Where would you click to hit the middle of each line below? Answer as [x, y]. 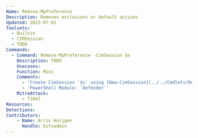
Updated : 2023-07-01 [32, 22]
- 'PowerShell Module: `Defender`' [65, 88]
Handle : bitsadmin [44, 126]
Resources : [19, 104]
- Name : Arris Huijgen [44, 121]
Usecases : [29, 66]
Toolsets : [18, 28]
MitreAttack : [33, 93]
